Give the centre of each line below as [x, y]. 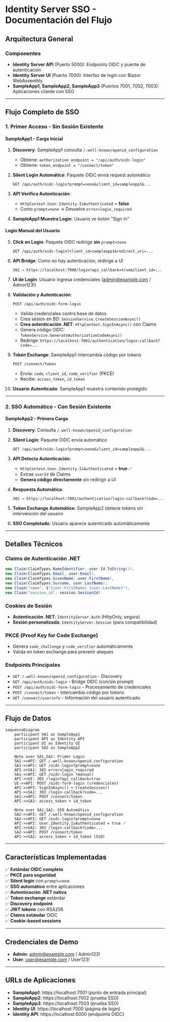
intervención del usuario [38, 513]
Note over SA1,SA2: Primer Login [50, 757]
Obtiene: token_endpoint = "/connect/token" [67, 165]
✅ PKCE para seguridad [31, 875]
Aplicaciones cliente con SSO [43, 91]
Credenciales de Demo [42, 942]
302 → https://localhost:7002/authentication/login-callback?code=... [89, 499]
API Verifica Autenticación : [42, 194]
